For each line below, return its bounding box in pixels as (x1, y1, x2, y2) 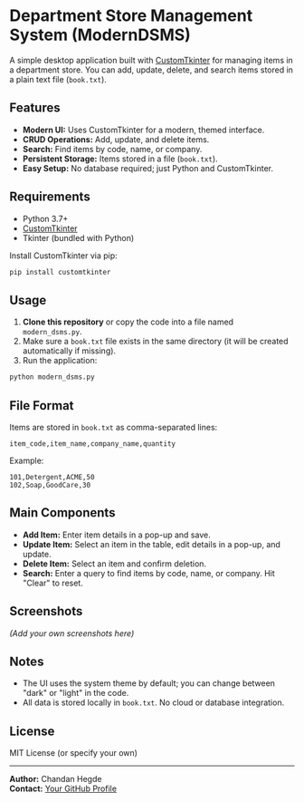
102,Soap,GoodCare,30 (9, 480, 91, 489)
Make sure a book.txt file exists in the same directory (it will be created (22, 336, 289, 347)
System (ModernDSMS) (9, 24, 192, 45)
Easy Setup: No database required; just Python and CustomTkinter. (22, 162, 274, 173)
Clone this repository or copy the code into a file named (22, 316, 233, 327)
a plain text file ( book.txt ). (9, 73, 107, 84)
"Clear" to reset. (22, 577, 83, 588)
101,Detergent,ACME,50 (9, 472, 95, 481)
